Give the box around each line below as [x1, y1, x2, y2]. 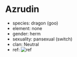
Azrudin [5, 3, 39, 15]
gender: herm [12, 30, 41, 36]
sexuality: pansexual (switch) [12, 36, 72, 42]
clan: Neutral [12, 41, 39, 47]
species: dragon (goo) [12, 20, 58, 26]
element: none [12, 25, 42, 31]
